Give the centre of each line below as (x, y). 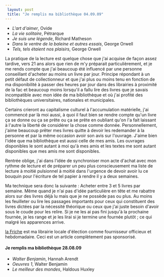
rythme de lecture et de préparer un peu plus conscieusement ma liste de (79, 166)
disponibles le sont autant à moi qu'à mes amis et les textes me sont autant (81, 146)
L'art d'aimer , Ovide (32, 28)
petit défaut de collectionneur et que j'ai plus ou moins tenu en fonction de (80, 79)
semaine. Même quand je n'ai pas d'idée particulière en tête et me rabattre (80, 191)
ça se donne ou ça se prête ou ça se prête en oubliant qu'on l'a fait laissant (81, 120)
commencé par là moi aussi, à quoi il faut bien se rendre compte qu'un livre (81, 115)
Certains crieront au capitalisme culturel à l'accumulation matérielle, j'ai (77, 109)
